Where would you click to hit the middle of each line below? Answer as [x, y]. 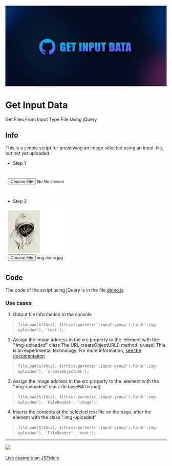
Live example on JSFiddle [33, 458]
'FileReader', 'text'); [71, 433]
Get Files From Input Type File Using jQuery [51, 119]
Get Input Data [37, 105]
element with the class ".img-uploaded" [54, 417]
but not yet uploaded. [28, 153]
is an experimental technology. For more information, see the [77, 350]
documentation [29, 356]
